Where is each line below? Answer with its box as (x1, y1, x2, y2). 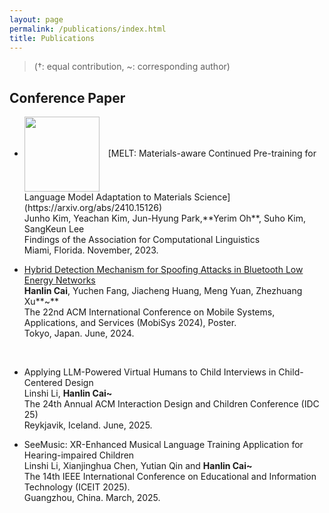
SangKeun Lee (23, 223, 85, 235)
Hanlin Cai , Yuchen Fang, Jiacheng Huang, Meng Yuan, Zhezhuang (23, 285, 303, 297)
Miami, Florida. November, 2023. (23, 244, 159, 256)
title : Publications (9, 33, 96, 43)
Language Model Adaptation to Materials (23, 191, 192, 203)
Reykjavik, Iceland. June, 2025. (23, 419, 153, 431)
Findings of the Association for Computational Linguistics (23, 234, 261, 246)
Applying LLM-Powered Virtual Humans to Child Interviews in (23, 366, 277, 378)
